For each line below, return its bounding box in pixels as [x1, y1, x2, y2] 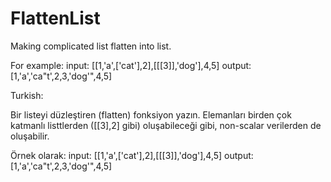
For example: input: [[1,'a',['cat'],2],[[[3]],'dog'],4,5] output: [10, 59, 252, 71]
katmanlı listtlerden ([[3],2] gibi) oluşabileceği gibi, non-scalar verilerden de [10, 119, 322, 131]
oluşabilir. [10, 130, 50, 142]
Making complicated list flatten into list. [10, 40, 172, 52]
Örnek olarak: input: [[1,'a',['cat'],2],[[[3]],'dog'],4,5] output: [10, 149, 254, 161]
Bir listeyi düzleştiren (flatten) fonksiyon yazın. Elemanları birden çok [10, 108, 292, 121]
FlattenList [10, 7, 101, 30]
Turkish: [10, 89, 44, 101]
